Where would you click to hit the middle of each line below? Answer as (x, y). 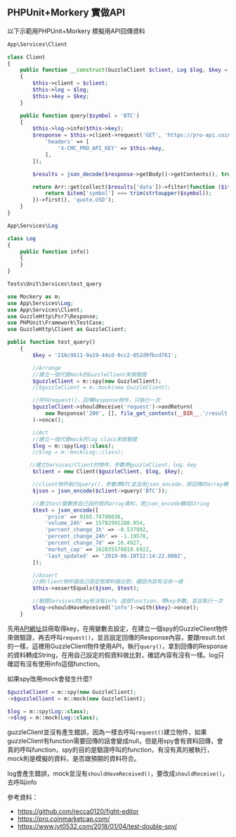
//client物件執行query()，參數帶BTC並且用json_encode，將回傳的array (128, 485)
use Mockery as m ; (34, 297)
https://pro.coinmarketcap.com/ (64, 819)
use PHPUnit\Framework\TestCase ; (56, 323)
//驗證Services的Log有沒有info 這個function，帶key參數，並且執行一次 (128, 601)
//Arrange (47, 368)
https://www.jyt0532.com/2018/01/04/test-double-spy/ (97, 826)
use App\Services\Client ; (45, 310)
